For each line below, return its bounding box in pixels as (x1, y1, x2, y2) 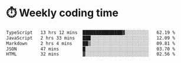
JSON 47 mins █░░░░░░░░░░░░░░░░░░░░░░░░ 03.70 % (6, 46, 176, 52)
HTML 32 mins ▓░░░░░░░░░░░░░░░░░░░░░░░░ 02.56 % (6, 51, 176, 57)
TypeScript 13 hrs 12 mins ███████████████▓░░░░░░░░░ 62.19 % (6, 29, 176, 36)
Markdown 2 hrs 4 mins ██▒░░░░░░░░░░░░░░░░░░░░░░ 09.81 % (6, 40, 176, 46)
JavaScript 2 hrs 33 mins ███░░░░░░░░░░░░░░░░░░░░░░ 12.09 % (6, 35, 176, 41)
